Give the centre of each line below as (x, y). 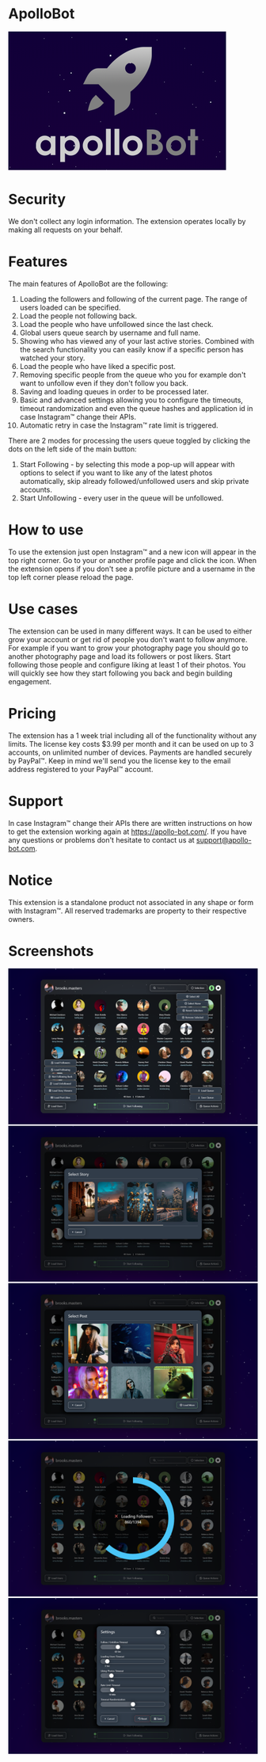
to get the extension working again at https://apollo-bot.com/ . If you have (127, 832)
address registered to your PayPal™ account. (81, 769)
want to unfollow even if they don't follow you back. (104, 383)
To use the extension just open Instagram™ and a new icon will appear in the (132, 552)
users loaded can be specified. (70, 307)
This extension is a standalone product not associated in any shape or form (131, 902)
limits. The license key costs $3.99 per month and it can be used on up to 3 (131, 744)
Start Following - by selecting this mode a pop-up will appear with (127, 464)
